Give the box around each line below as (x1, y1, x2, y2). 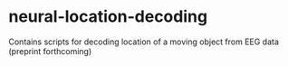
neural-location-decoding (8, 6, 208, 27)
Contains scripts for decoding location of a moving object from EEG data (8, 36, 280, 47)
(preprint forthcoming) (8, 45, 92, 56)
